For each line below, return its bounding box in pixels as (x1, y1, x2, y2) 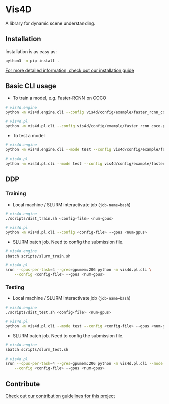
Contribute (5, 380, 40, 388)
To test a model (12, 132, 45, 138)
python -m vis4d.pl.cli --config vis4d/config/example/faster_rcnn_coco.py (5, 124, 167, 129)
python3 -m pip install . (5, 58, 59, 63)
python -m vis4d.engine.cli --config (5, 110, 84, 115)
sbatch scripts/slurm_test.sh (5, 347, 69, 352)
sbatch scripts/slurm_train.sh (5, 254, 71, 259)
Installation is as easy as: (5, 48, 57, 54)
